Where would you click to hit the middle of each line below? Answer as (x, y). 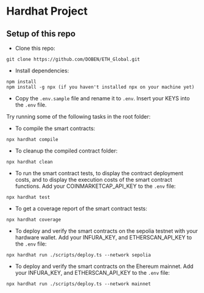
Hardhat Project (47, 11)
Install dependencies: (42, 71)
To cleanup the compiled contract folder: (66, 151)
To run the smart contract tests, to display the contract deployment (99, 173)
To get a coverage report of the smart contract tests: (81, 209)
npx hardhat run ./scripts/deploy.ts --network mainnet (79, 284)
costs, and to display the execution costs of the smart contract (93, 180)
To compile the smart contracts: (55, 128)
